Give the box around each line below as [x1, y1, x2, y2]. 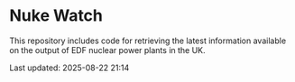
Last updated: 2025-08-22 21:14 [9, 62, 130, 73]
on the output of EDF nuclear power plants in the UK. [9, 44, 206, 55]
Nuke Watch [9, 5, 104, 26]
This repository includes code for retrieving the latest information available [9, 35, 287, 46]
